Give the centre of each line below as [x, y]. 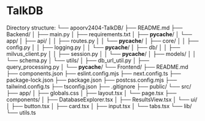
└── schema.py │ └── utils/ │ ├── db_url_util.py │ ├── [78, 60]
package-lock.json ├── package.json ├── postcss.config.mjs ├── [92, 80]
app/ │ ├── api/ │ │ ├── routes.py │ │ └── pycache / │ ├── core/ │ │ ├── [102, 41]
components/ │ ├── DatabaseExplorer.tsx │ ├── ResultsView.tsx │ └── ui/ [102, 100]
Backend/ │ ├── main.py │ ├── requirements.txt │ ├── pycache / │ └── [99, 34]
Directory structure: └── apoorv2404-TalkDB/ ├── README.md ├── [95, 28]
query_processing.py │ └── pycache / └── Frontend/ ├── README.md [97, 67]
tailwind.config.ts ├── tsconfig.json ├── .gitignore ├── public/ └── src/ [99, 86]
